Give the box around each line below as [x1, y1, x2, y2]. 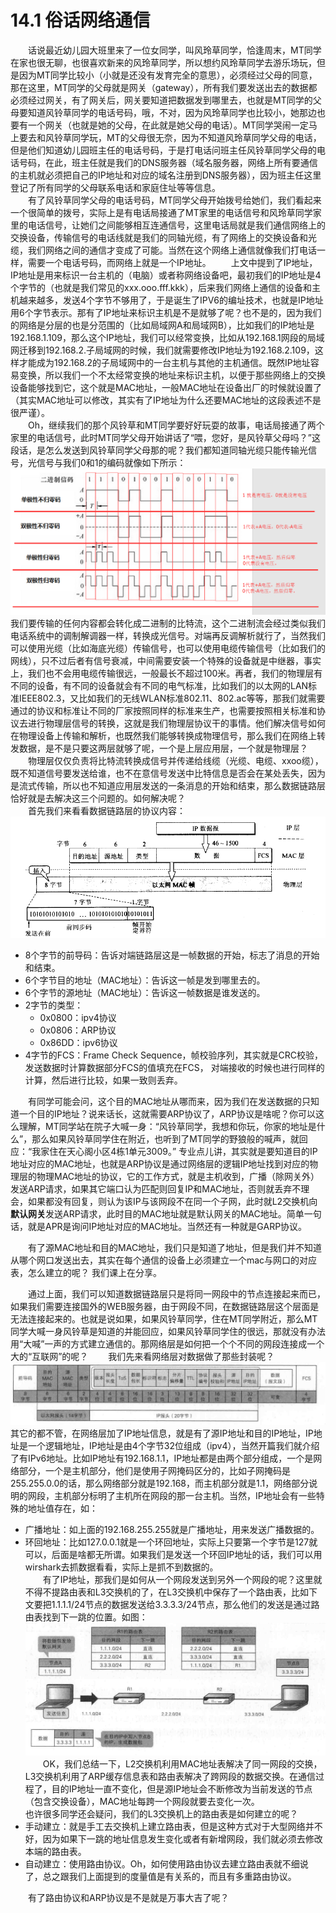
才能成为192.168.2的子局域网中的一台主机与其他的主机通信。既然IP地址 [18, 356, 311, 368]
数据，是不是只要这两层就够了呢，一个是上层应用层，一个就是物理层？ [18, 742, 308, 754]
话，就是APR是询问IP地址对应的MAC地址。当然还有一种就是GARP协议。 [10, 1221, 308, 1233]
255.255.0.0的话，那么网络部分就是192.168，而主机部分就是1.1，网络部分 [10, 1477, 310, 1489]
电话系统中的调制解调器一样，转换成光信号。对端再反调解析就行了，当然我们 [10, 629, 326, 641]
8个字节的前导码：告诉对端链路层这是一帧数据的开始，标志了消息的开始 [24, 949, 320, 961]
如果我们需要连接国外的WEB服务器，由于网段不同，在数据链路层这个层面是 [10, 1301, 320, 1313]
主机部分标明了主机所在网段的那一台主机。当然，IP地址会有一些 [53, 1489, 317, 1501]
